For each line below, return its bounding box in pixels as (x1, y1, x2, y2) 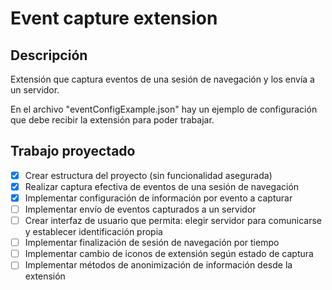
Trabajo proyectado (10, 143, 136, 160)
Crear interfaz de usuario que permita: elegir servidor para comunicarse (24, 215, 323, 227)
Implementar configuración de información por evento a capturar (24, 192, 293, 204)
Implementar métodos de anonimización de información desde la (24, 259, 293, 271)
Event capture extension (10, 7, 218, 30)
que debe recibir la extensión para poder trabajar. (10, 114, 215, 126)
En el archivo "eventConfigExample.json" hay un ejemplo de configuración (10, 103, 318, 115)
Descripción (10, 47, 88, 64)
